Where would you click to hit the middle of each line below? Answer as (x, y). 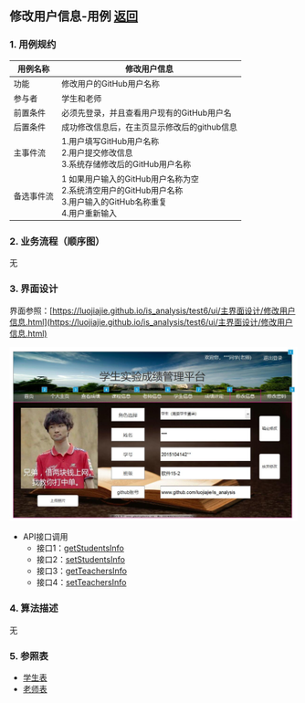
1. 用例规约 (33, 45)
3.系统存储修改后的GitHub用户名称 (126, 164)
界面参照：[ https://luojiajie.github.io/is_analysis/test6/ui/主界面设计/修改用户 (152, 310)
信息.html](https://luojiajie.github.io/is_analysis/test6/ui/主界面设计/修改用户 (152, 321)
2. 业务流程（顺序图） (57, 242)
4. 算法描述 (34, 608)
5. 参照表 (29, 656)
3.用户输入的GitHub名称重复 (114, 201)
